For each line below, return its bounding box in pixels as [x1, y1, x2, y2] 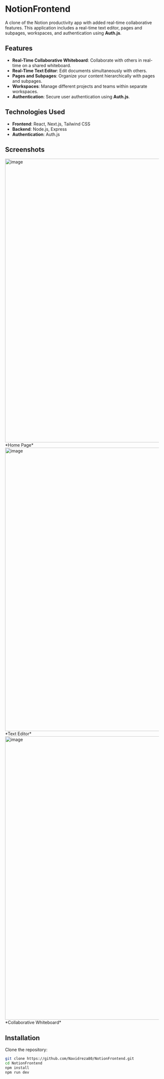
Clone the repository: [5, 1047, 48, 1053]
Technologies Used [5, 108, 65, 116]
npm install [5, 1065, 29, 1070]
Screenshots [5, 145, 45, 154]
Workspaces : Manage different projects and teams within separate [12, 83, 147, 89]
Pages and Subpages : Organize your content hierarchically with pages [12, 72, 155, 79]
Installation [5, 1033, 40, 1042]
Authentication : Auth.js [12, 131, 60, 137]
